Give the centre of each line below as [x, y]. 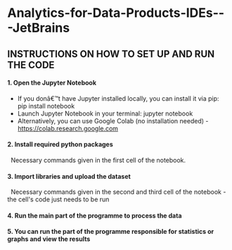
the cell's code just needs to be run [58, 199]
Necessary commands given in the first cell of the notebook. [98, 160]
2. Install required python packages [60, 144]
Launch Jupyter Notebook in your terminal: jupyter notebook [105, 113]
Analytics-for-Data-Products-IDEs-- [116, 13]
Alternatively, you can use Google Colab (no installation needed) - [113, 120]
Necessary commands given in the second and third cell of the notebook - [118, 192]
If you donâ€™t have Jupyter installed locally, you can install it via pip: [118, 98]
